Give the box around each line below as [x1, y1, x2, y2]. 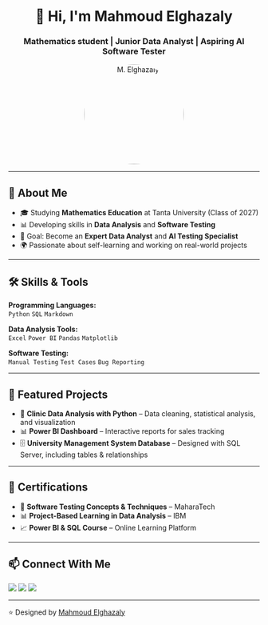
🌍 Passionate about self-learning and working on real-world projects [19, 240, 247, 250]
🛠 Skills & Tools [8, 275, 89, 289]
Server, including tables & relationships [19, 450, 148, 459]
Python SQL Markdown [8, 310, 73, 319]
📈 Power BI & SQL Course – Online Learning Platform [19, 523, 197, 532]
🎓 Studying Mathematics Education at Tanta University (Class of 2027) [19, 208, 259, 218]
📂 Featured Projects [8, 387, 108, 401]
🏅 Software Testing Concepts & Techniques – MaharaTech [19, 502, 215, 511]
